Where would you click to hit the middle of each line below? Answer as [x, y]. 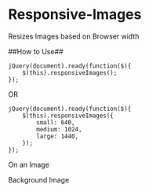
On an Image [29, 164]
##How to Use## [36, 51]
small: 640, [56, 122]
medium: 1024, [59, 129]
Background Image [39, 179]
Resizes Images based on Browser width [74, 36]
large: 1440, [58, 136]
